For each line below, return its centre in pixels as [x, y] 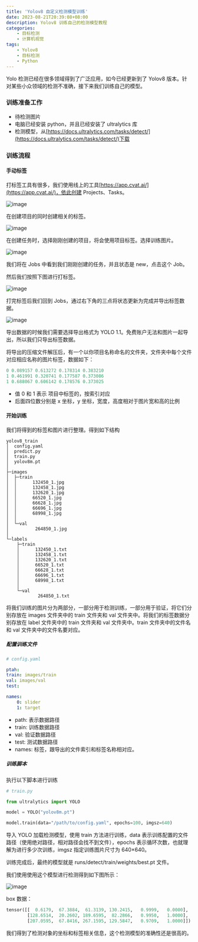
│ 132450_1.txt [42, 549]
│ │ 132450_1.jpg [35, 482]
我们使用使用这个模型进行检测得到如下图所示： [63, 875]
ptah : [13, 670]
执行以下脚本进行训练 [32, 780]
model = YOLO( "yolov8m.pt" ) [41, 812]
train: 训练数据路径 [37, 727]
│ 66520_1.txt [41, 565]
